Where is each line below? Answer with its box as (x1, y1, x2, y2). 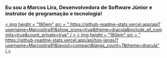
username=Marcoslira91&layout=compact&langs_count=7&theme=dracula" (5, 43, 160, 49)
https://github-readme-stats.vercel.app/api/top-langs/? (5, 37, 119, 43)
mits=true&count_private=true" (5, 32, 69, 38)
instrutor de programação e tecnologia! (5, 10, 102, 17)
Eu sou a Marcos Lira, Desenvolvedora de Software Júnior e (5, 4, 153, 11)
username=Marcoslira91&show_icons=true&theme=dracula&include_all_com (5, 27, 163, 33)
